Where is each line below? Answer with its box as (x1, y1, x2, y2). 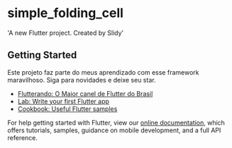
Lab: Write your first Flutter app (17, 97, 110, 105)
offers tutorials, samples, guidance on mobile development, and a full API (7, 126, 221, 134)
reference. (7, 133, 38, 142)
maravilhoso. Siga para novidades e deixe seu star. (7, 75, 156, 84)
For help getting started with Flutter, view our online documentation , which (7, 118, 226, 127)
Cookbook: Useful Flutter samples (17, 105, 118, 113)
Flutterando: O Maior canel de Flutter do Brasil (17, 89, 153, 97)
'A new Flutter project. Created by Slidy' (7, 28, 124, 37)
